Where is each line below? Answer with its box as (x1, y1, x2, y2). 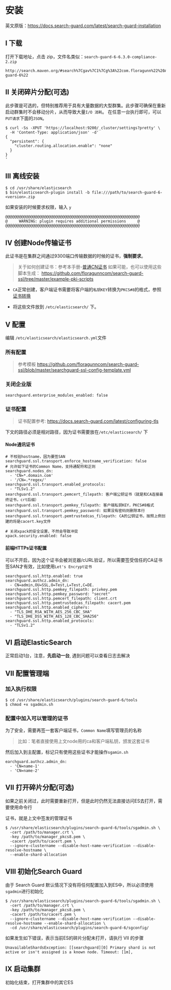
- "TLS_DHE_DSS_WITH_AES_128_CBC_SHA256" (10, 614, 99, 619)
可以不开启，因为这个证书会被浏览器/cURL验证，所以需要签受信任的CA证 (5, 557, 158, 563)
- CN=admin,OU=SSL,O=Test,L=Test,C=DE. (10, 583, 95, 588)
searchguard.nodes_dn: (5, 469, 53, 474)
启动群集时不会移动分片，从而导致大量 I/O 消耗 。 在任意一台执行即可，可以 (5, 108, 162, 115)
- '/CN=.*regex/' (10, 477, 47, 483)
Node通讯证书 (5, 442, 35, 448)
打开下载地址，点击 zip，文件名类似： (5, 53, 84, 59)
